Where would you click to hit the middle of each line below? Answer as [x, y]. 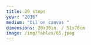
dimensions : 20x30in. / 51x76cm [45, 28]
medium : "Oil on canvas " [38, 22]
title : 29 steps [26, 11]
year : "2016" [22, 17]
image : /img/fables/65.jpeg [41, 33]
